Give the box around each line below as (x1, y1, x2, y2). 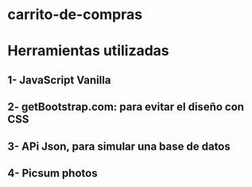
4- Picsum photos (7, 166, 98, 180)
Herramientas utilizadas (7, 42, 170, 60)
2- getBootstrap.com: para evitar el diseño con (7, 101, 244, 114)
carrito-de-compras (7, 6, 143, 24)
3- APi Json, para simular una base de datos (7, 139, 231, 153)
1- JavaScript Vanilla (7, 73, 111, 86)
